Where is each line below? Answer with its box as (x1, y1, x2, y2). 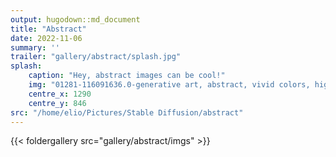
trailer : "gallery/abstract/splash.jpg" (10, 52, 182, 62)
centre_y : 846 (28, 98, 87, 108)
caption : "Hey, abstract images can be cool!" (28, 71, 226, 81)
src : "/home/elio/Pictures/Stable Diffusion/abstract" (10, 107, 244, 118)
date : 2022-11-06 (10, 33, 83, 43)
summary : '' (10, 42, 60, 53)
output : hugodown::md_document (10, 14, 141, 25)
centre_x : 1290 (28, 89, 92, 99)
